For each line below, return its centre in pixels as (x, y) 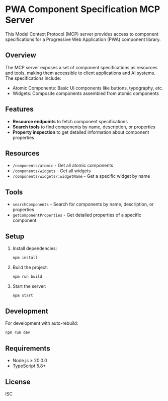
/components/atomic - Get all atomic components (63, 166)
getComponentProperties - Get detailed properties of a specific (77, 215)
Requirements (28, 348)
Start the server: (29, 286)
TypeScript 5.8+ (29, 366)
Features (19, 109)
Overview (21, 55)
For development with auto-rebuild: (42, 323)
